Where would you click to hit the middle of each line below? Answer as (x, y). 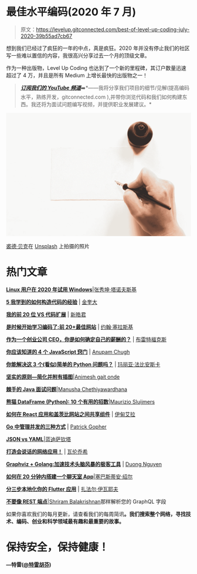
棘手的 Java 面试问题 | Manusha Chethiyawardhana (67, 389)
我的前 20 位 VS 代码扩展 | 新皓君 (46, 315)
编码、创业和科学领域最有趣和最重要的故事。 (70, 521)
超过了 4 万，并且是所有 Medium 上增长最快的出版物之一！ (77, 75)
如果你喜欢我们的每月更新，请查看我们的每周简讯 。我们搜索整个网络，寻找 (96, 514)
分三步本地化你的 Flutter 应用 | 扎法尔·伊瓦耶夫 (62, 489)
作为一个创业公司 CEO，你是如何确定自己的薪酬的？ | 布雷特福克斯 (86, 340)
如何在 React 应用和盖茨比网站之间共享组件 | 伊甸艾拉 (71, 414)
